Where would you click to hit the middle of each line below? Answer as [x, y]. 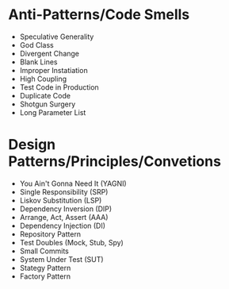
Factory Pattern [45, 276]
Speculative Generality [57, 37]
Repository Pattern [50, 234]
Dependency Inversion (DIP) [66, 209]
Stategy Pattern [45, 268]
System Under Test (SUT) [62, 259]
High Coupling [43, 79]
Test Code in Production [59, 87]
